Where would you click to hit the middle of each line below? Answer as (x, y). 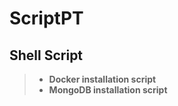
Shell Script (46, 55)
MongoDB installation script (108, 90)
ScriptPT (46, 18)
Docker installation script (102, 79)
